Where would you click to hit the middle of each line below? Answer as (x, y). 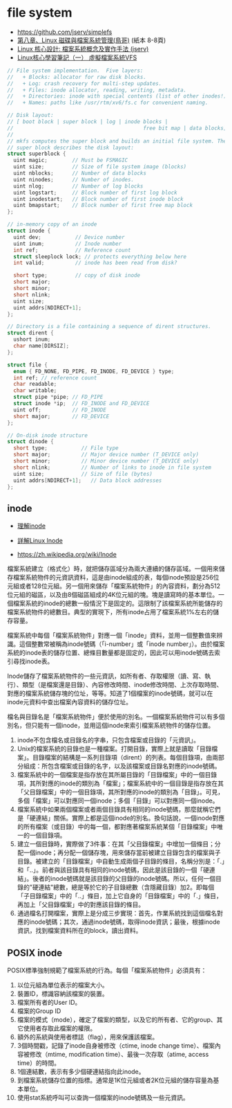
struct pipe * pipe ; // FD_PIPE (58, 397)
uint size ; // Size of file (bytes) (83, 474)
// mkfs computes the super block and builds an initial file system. (111, 141)
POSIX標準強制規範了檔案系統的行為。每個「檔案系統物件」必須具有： (107, 970)
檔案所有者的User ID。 (49, 1003)
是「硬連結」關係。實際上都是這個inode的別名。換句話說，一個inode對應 (121, 818)
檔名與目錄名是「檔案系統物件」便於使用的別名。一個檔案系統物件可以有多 (113, 717)
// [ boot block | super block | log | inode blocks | (88, 122)
